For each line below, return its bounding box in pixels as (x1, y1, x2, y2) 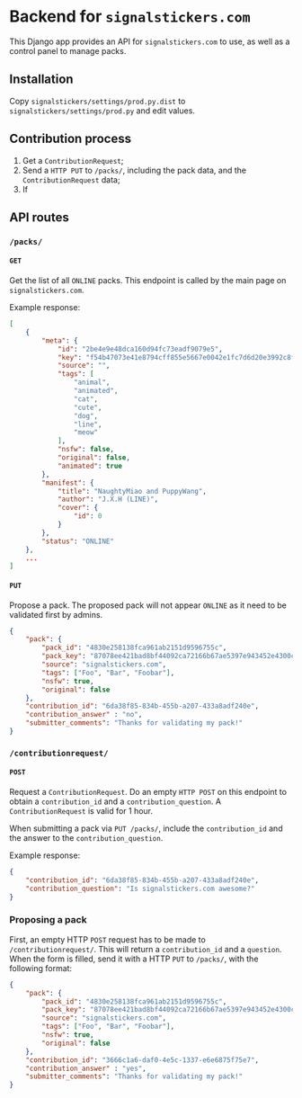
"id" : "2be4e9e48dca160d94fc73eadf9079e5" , (57, 344, 223, 353)
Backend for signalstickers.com (9, 6, 251, 27)
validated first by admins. (9, 609, 103, 620)
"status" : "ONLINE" (41, 537, 115, 546)
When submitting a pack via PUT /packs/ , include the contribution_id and (9, 823, 283, 834)
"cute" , (73, 403, 102, 412)
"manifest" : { (41, 478, 94, 487)
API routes (9, 210, 69, 225)
